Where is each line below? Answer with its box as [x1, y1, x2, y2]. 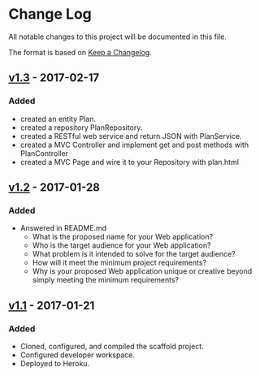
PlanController [19, 148, 69, 158]
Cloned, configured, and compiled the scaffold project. [19, 342, 205, 351]
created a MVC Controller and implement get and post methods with [19, 140, 249, 149]
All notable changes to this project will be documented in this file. [8, 32, 227, 41]
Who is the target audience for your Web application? [32, 240, 211, 250]
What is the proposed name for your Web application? [32, 232, 214, 242]
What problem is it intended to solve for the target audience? [32, 249, 236, 259]
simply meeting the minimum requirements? [32, 275, 180, 285]
